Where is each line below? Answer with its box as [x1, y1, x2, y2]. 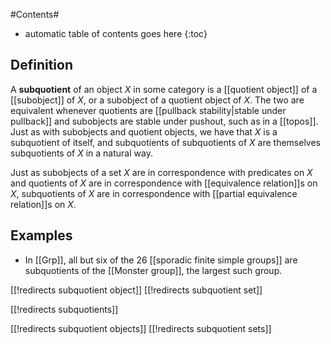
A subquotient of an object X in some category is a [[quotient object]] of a [10, 83, 318, 95]
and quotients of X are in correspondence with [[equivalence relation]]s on [10, 177, 318, 189]
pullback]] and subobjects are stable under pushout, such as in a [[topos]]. [10, 115, 319, 127]
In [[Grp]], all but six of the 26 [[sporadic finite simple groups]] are [24, 254, 298, 266]
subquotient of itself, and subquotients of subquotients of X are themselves [10, 136, 321, 148]
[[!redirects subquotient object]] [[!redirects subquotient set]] [10, 284, 263, 296]
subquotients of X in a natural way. [10, 147, 153, 159]
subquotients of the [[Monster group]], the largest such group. [24, 264, 283, 276]
